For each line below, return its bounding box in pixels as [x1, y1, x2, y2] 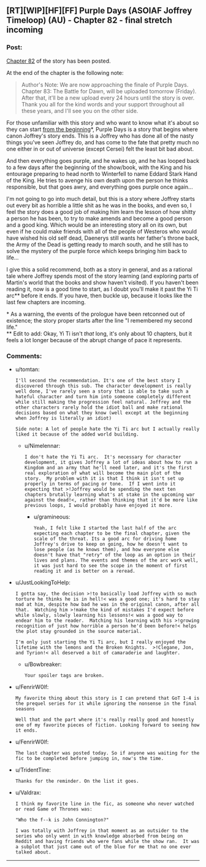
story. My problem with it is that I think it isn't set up [24, 475, 184, 482]
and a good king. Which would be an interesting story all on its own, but [6, 221, 188, 229]
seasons [15, 705, 35, 712]
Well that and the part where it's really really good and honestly [15, 716, 194, 723]
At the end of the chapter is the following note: [6, 69, 124, 76]
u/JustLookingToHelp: [15, 578, 71, 586]
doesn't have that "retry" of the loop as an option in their [33, 552, 196, 558]
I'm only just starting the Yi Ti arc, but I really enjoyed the [15, 639, 186, 645]
